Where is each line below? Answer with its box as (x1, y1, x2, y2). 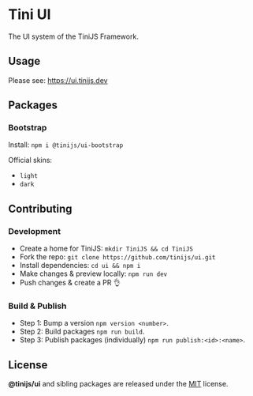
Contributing (8, 202, 73, 215)
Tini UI (8, 6, 51, 24)
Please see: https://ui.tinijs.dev (8, 75, 108, 85)
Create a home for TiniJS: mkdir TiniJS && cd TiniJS (19, 243, 193, 254)
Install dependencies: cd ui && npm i (19, 261, 141, 270)
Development (8, 225, 61, 236)
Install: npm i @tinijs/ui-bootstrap (8, 140, 124, 149)
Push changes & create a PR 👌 (19, 278, 121, 288)
